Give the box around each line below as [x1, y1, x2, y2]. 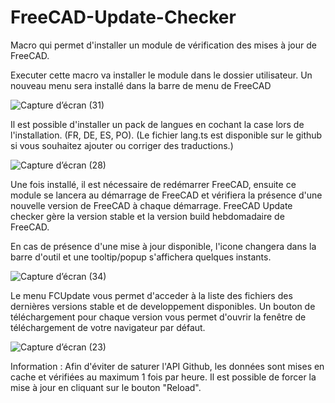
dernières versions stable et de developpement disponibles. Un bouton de [10, 300, 316, 312]
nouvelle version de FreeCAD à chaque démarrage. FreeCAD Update [10, 199, 293, 211]
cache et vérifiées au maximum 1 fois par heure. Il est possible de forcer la [10, 371, 317, 383]
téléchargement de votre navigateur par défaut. [10, 321, 206, 333]
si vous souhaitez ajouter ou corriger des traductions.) [10, 139, 234, 151]
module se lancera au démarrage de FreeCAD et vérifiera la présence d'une [10, 189, 323, 201]
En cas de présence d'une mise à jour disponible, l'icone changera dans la [10, 240, 317, 252]
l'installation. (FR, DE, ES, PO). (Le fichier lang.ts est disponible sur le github [10, 129, 323, 141]
